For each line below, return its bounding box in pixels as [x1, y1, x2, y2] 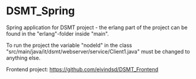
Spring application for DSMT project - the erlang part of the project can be [6, 24, 188, 31]
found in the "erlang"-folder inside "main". [6, 30, 110, 37]
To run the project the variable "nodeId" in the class [6, 42, 132, 49]
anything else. [6, 54, 41, 61]
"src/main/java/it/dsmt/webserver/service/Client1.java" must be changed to [6, 48, 191, 55]
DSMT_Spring [6, 4, 75, 18]
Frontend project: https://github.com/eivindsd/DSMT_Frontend [6, 65, 159, 72]
